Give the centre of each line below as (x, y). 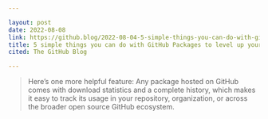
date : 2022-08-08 (37, 30)
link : (17, 37)
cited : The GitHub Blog (48, 52)
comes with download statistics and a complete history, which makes (142, 90)
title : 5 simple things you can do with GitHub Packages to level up (126, 44)
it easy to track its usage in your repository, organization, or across (138, 98)
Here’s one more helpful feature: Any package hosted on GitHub (133, 82)
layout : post (30, 22)
